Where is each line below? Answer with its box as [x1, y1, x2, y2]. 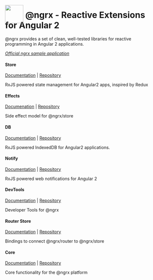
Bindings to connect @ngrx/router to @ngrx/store [5, 238, 104, 244]
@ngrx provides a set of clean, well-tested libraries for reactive [5, 36, 132, 42]
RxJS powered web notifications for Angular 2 [5, 176, 97, 181]
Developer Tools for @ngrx [5, 207, 59, 213]
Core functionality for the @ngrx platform [5, 269, 88, 276]
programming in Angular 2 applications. [5, 41, 84, 47]
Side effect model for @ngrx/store [5, 113, 74, 119]
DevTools [5, 187, 25, 193]
